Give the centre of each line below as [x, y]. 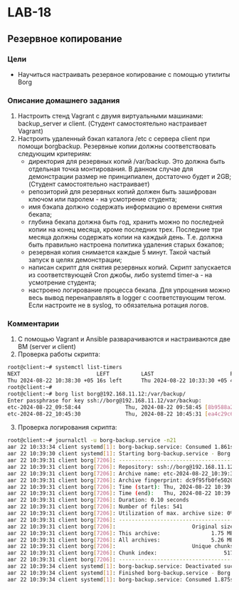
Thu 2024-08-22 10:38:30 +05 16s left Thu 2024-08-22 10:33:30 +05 [117, 381]
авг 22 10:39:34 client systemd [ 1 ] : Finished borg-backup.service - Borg [119, 573]
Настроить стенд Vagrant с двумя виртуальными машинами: [111, 116]
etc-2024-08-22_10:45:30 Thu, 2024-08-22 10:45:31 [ [108, 414]
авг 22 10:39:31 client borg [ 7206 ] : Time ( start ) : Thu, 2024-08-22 [110, 487]
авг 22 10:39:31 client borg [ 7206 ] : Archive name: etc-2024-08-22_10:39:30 [122, 473]
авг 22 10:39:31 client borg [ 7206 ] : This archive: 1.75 [116, 533]
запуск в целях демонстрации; [75, 260]
